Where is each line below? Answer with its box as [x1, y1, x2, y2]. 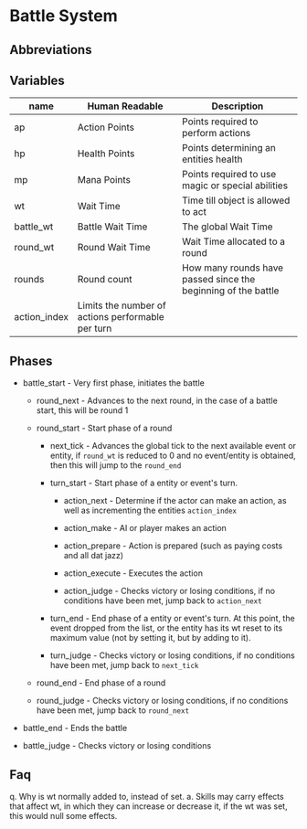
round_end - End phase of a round [36, 677, 166, 688]
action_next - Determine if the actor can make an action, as [63, 495, 287, 506]
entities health [182, 153, 243, 165]
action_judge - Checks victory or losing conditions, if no [63, 586, 276, 597]
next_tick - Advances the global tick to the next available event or [49, 441, 297, 452]
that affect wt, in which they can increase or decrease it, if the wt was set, [9, 801, 288, 812]
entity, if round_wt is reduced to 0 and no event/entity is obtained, [49, 450, 297, 462]
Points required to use [182, 168, 277, 181]
